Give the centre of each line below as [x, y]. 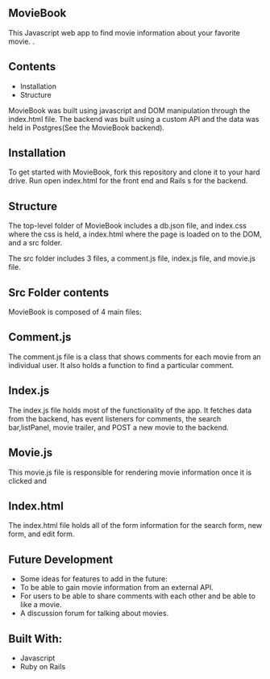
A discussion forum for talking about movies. [94, 614]
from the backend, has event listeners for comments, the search [115, 418]
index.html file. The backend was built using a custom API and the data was [134, 119]
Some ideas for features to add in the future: [93, 579]
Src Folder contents [59, 293]
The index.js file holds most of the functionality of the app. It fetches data [130, 410]
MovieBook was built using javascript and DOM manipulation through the [129, 110]
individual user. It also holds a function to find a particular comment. [121, 365]
